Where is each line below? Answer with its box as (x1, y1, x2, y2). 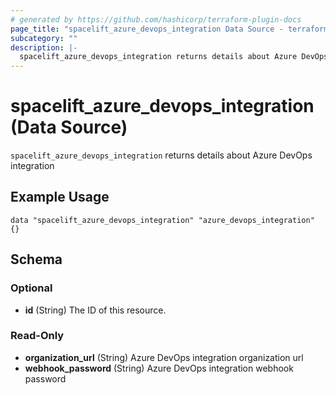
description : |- (10, 42, 78, 53)
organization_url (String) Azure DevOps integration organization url (24, 351, 304, 363)
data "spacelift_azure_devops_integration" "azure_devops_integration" (10, 215, 315, 225)
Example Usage (10, 189, 110, 206)
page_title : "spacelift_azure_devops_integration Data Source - (10, 24, 284, 34)
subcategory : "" (10, 33, 78, 43)
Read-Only (10, 329, 65, 343)
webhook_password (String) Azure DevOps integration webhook (24, 362, 294, 374)
